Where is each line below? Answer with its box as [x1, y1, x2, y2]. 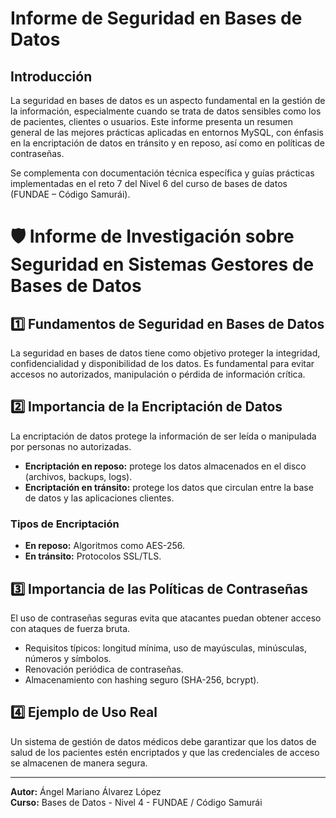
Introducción [10, 68, 93, 85]
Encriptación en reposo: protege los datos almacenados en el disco [24, 460, 307, 472]
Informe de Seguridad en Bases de [10, 7, 303, 30]
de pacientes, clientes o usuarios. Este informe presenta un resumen [10, 116, 293, 127]
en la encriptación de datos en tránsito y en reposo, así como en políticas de [10, 137, 325, 149]
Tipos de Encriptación [10, 517, 120, 531]
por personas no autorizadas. [10, 440, 132, 452]
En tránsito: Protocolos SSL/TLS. [24, 550, 162, 562]
